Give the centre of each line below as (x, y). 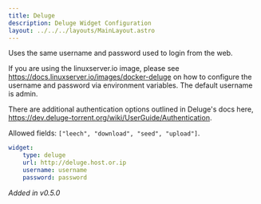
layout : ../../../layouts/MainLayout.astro (82, 30)
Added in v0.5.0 (34, 193)
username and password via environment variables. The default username (130, 85)
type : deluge (44, 155)
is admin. (23, 94)
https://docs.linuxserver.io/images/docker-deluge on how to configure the (130, 77)
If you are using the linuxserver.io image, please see (94, 69)
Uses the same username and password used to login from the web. (121, 53)
